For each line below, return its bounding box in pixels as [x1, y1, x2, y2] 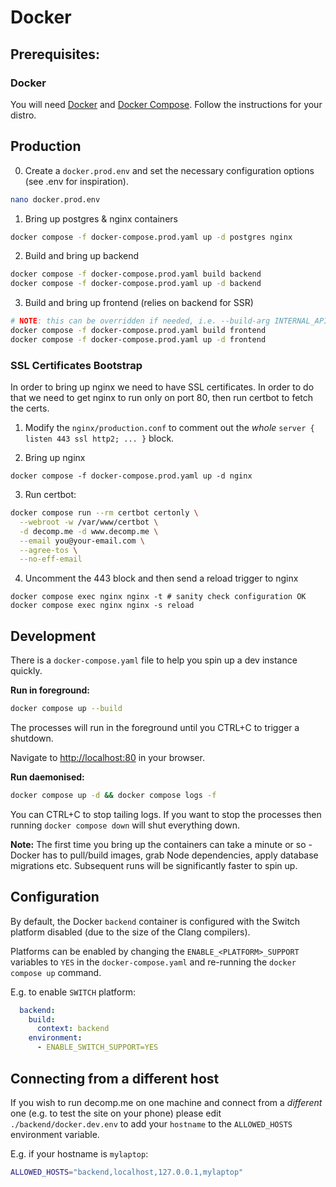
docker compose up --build [10, 704, 123, 714]
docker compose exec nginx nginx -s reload [10, 601, 195, 611]
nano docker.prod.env [10, 194, 101, 205]
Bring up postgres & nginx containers [24, 212, 178, 225]
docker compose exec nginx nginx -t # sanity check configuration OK [10, 592, 307, 602]
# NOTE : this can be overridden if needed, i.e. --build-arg [10, 316, 271, 326]
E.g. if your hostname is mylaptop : [10, 1147, 149, 1160]
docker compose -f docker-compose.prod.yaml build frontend [10, 326, 267, 336]
